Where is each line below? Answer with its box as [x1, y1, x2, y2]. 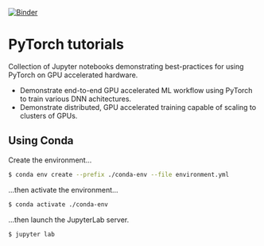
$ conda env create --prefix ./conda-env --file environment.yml [8, 170, 229, 178]
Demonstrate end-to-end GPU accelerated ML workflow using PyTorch [19, 85, 253, 95]
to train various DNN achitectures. [19, 94, 132, 103]
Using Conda [8, 134, 74, 147]
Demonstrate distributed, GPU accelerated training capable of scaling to [19, 102, 257, 111]
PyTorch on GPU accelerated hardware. [8, 70, 138, 80]
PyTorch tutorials [8, 36, 125, 53]
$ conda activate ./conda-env [8, 200, 109, 209]
